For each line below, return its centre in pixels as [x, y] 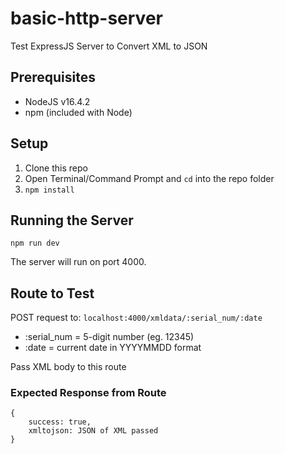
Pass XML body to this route [68, 367]
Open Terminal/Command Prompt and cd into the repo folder [149, 178]
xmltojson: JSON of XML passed [93, 431]
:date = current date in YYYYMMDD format [113, 348]
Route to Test [52, 293]
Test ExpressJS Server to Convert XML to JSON [109, 46]
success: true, [60, 422]
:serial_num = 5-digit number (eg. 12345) [109, 337]
